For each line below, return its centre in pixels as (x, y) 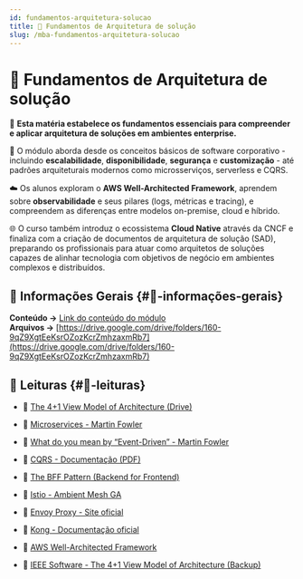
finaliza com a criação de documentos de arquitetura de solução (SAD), (142, 239)
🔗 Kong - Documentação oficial (81, 529)
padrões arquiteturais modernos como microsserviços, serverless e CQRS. (149, 170)
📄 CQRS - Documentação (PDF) (81, 459)
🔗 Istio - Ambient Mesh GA (72, 494)
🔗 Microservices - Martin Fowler (82, 424)
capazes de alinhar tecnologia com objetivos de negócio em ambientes (142, 258)
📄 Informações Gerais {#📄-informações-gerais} (146, 296)
